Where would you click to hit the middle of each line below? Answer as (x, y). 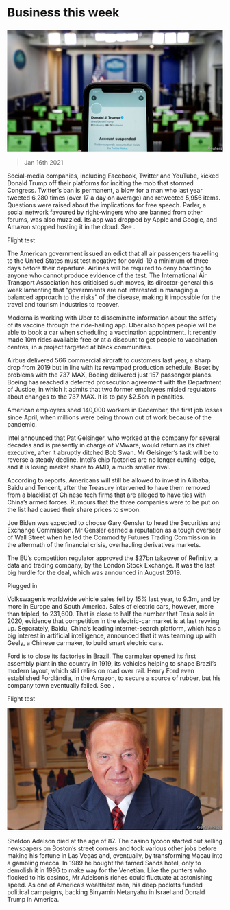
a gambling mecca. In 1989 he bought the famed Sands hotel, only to (104, 863)
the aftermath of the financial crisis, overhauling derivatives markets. (104, 545)
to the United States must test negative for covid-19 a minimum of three (108, 261)
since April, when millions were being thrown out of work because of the (110, 417)
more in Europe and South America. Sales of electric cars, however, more (111, 607)
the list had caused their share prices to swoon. (74, 510)
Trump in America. (33, 899)
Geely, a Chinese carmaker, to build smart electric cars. (85, 643)
